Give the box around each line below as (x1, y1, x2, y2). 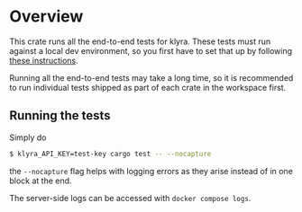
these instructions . (9, 55, 78, 66)
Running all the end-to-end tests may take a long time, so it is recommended (9, 72, 294, 83)
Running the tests (9, 108, 111, 123)
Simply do (9, 132, 47, 143)
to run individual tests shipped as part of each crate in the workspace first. (9, 82, 287, 93)
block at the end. (9, 175, 72, 186)
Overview (9, 6, 84, 27)
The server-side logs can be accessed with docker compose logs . (9, 192, 252, 203)
